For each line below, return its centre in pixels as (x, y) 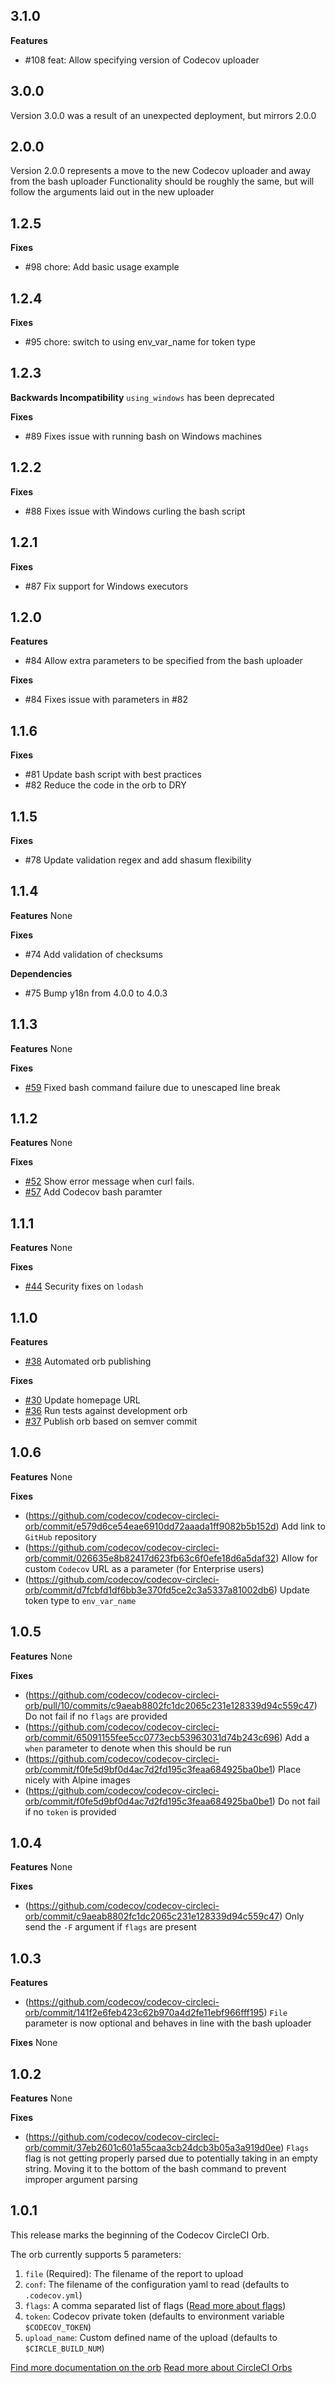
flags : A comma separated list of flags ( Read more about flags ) (155, 2305)
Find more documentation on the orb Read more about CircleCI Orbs (151, 2367)
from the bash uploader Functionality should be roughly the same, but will (162, 181)
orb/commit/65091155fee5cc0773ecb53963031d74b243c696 (152, 1737)
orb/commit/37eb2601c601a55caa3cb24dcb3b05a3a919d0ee (153, 2148)
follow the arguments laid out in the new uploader (112, 192)
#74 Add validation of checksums (93, 954)
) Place (286, 1769)
